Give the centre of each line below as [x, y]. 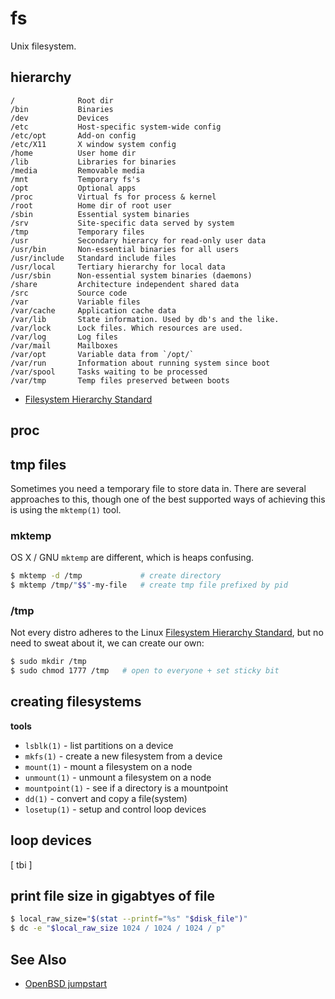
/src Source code [69, 293]
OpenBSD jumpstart [66, 984]
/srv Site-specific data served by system [122, 223]
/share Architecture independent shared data [125, 284]
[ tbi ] [21, 864]
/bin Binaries [62, 109]
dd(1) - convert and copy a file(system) [106, 798]
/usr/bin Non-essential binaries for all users [125, 249]
